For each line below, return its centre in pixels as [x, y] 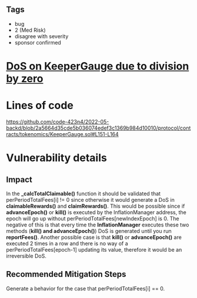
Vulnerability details [56, 158]
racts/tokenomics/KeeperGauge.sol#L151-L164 [62, 134]
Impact [19, 179]
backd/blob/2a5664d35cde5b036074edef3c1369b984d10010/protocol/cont [98, 128]
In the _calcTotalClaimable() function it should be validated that [83, 194]
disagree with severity [41, 36]
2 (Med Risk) [30, 30]
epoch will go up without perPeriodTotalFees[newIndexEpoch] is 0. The [93, 218]
